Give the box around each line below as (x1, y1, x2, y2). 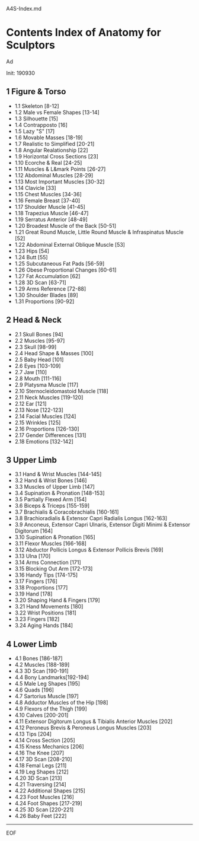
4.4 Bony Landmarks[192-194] (14, 674, 89, 681)
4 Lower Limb (6, 639, 57, 649)
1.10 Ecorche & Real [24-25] (14, 159, 82, 166)
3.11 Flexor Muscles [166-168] (14, 540, 87, 547)
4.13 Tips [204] (14, 731, 52, 738)
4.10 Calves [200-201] (14, 712, 69, 719)
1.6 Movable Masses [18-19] (14, 133, 83, 141)
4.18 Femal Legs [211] (14, 762, 67, 769)
